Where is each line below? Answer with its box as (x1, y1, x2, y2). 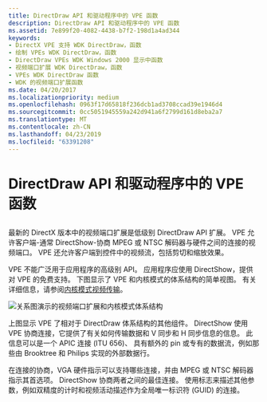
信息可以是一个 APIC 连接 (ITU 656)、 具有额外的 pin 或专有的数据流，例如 (8, 338, 253, 348)
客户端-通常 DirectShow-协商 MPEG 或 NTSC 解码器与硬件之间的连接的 (14, 238, 249, 247)
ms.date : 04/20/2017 (8, 85, 77, 94)
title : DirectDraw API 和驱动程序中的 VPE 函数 (8, 11, 159, 20)
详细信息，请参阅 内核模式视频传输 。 (8, 285, 128, 294)
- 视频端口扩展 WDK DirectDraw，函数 (8, 64, 123, 72)
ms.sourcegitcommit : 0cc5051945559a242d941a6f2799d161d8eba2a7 (8, 108, 223, 116)
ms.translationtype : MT (8, 116, 88, 124)
